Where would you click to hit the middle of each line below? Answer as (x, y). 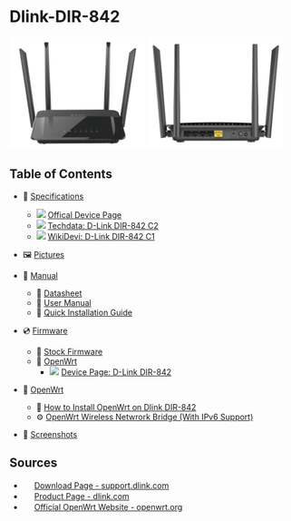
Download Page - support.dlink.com (102, 486)
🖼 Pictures (44, 254)
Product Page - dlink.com (82, 496)
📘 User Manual (64, 302)
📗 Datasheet (59, 293)
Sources (34, 462)
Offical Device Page (85, 214)
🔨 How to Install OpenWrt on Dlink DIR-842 (116, 407)
